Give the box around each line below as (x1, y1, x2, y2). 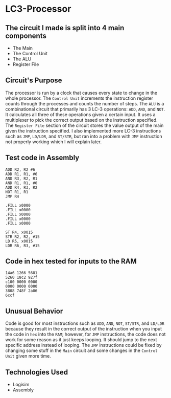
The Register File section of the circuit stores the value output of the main (5, 122, 164, 128)
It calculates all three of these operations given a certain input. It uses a (5, 111, 156, 118)
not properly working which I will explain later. (5, 139, 102, 145)
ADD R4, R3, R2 (5, 185, 38, 190)
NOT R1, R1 (5, 189, 29, 194)
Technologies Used (5, 368, 68, 377)
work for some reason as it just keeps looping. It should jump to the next (5, 337, 157, 343)
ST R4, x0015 (5, 230, 33, 235)
